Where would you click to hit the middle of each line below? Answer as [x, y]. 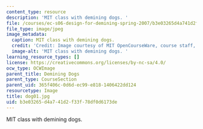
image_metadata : [27, 35]
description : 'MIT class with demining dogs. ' [67, 18]
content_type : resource [36, 12]
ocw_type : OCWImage [31, 68]
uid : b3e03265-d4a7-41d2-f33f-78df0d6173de [62, 102]
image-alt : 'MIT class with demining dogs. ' [70, 51]
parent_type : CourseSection [42, 79]
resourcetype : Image [32, 91]
